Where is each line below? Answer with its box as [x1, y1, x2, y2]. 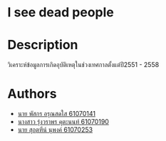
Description [7, 37, 78, 53]
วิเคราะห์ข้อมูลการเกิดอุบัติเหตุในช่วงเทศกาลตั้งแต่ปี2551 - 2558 [7, 61, 160, 69]
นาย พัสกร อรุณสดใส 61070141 [17, 110, 96, 118]
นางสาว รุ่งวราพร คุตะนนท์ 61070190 [17, 117, 109, 126]
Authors [7, 86, 57, 102]
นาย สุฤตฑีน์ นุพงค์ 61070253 [17, 125, 93, 134]
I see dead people [7, 4, 114, 21]
